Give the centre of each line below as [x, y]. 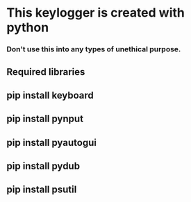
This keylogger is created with [95, 13]
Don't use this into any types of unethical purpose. [94, 49]
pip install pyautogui [51, 143]
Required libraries [46, 72]
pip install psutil [42, 190]
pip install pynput [45, 119]
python [28, 27]
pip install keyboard [50, 95]
